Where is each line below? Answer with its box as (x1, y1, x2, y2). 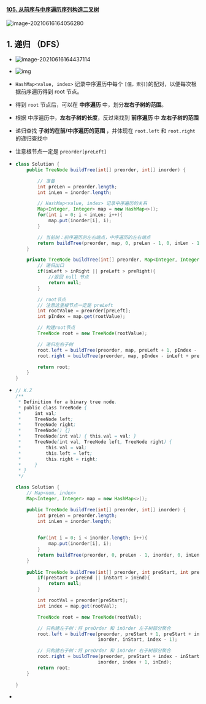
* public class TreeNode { (18, 404, 87, 411)
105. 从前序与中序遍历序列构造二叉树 (6, 6, 99, 13)
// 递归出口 (37, 263, 64, 269)
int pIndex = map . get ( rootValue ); (37, 314, 126, 320)
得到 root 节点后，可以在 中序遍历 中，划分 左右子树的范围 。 (15, 101, 167, 109)
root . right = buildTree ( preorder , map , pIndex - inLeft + (37, 353, 189, 359)
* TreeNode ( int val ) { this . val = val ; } (18, 433, 137, 439)
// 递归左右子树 (37, 341, 74, 347)
